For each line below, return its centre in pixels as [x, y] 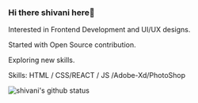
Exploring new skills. [42, 60]
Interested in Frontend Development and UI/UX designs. [99, 30]
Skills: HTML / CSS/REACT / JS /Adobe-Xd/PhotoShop [97, 75]
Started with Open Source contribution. [72, 45]
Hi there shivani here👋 [51, 13]
